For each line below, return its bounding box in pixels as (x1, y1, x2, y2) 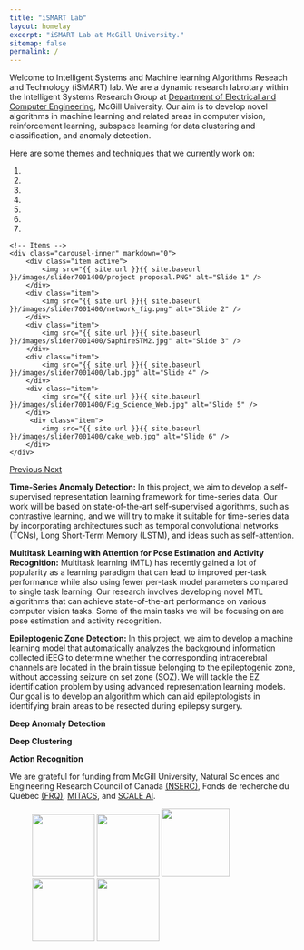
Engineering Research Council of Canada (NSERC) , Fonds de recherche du (9, 781, 289, 792)
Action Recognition (9, 753, 83, 764)
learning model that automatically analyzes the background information (9, 642, 276, 653)
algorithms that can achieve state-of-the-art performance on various (9, 596, 267, 607)
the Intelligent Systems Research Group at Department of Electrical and (9, 92, 277, 103)
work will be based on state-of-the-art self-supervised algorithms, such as (9, 501, 289, 512)
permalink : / (9, 47, 59, 56)
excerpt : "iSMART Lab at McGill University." (9, 30, 184, 39)
